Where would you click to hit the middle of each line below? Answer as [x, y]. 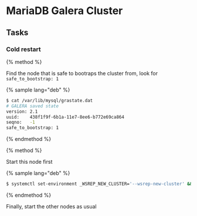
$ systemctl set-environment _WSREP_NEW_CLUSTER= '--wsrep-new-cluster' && [99, 184]
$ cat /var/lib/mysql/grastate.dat [50, 100]
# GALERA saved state [33, 106]
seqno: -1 [21, 122]
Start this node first [29, 162]
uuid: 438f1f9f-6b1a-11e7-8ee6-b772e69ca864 [65, 117]
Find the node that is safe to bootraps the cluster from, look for [82, 73]
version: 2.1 [22, 112]
